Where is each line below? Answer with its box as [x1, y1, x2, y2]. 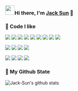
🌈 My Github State [5, 68, 50, 75]
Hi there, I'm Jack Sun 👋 [14, 9, 74, 16]
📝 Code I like [5, 23, 36, 30]
